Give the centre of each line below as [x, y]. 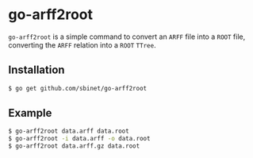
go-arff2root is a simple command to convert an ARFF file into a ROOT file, [127, 37]
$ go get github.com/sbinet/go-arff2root [78, 88]
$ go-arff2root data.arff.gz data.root [74, 146]
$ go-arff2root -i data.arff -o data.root [79, 139]
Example [30, 113]
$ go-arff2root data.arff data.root [69, 131]
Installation [36, 70]
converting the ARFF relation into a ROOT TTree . [82, 44]
